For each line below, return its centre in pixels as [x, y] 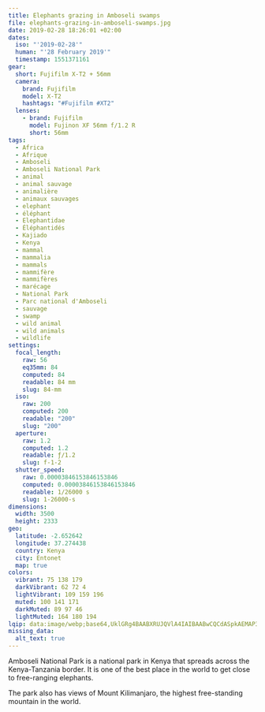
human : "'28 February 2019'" [63, 52]
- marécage [33, 287]
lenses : [28, 111]
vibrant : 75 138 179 [49, 580]
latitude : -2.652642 [49, 536]
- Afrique [31, 155]
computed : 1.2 [45, 448]
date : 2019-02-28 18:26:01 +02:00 [65, 30]
